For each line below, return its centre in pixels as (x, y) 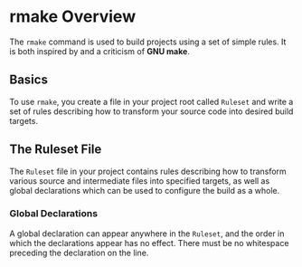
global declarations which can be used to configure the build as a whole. (145, 190)
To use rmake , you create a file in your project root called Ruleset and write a (151, 101)
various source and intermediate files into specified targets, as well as (140, 181)
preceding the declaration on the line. (79, 253)
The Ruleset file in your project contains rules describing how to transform (148, 171)
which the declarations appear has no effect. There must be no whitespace (149, 243)
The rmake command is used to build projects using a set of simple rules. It (148, 42)
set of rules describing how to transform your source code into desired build (151, 111)
